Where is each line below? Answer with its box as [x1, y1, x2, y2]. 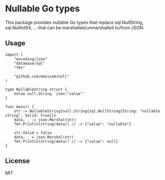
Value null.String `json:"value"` [14, 91, 85, 96]
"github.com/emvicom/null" [14, 74, 70, 79]
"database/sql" [14, 60, 45, 66]
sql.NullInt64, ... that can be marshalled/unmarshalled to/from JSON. [5, 24, 145, 30]
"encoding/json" [14, 57, 48, 61]
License [5, 157, 30, 165]
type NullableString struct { [5, 87, 68, 92]
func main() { [5, 104, 35, 109]
